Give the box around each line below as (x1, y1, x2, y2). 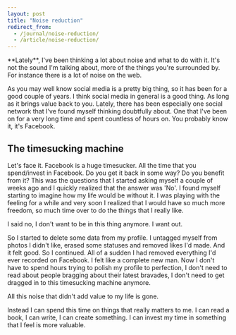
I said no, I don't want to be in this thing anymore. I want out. (7, 219, 183, 228)
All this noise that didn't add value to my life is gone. (7, 292, 159, 300)
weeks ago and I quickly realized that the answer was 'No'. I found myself (7, 183, 221, 192)
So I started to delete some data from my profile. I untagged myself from (7, 233, 218, 242)
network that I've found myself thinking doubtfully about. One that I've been (7, 107, 228, 116)
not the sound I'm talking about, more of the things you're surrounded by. (7, 63, 221, 72)
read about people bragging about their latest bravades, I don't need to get (7, 271, 225, 279)
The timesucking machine (7, 142, 125, 154)
